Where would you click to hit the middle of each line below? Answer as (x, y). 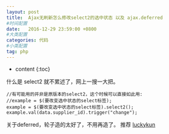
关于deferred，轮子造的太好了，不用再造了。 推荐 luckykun (81, 124)
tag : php (17, 52)
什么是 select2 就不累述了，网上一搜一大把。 (63, 81)
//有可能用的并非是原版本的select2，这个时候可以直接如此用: (74, 94)
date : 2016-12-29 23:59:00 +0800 (52, 29)
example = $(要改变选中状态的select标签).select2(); (70, 107)
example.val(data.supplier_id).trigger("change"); (72, 112)
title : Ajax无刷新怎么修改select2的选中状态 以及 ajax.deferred (84, 18)
